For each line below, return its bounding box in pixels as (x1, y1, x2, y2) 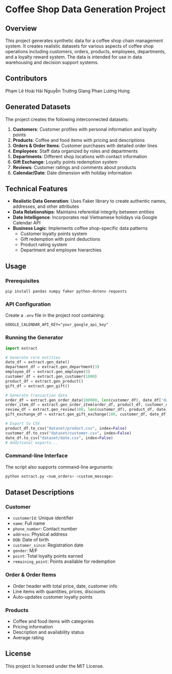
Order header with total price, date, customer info (12, 583, 118, 589)
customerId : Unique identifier (12, 515, 74, 521)
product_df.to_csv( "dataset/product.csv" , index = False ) (5, 426, 127, 431)
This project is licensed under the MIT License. (5, 663, 104, 669)
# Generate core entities (5, 355, 60, 360)
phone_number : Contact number (12, 526, 78, 532)
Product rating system (20, 242, 68, 248)
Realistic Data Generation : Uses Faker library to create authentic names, (12, 198, 167, 204)
